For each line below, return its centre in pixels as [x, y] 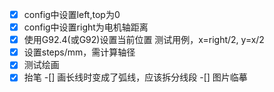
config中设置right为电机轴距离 [86, 27]
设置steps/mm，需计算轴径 [79, 52]
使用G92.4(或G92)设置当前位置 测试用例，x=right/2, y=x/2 [144, 40]
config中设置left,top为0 [72, 14]
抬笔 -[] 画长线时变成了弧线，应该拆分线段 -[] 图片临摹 [135, 77]
